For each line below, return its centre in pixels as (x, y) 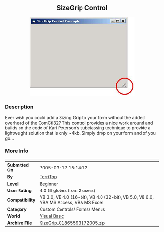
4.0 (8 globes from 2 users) (68, 190)
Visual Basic (52, 216)
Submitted (18, 165)
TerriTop (48, 177)
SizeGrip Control (82, 8)
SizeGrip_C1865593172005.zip (72, 223)
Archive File (20, 223)
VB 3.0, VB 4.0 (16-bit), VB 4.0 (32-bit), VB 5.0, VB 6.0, (97, 197)
